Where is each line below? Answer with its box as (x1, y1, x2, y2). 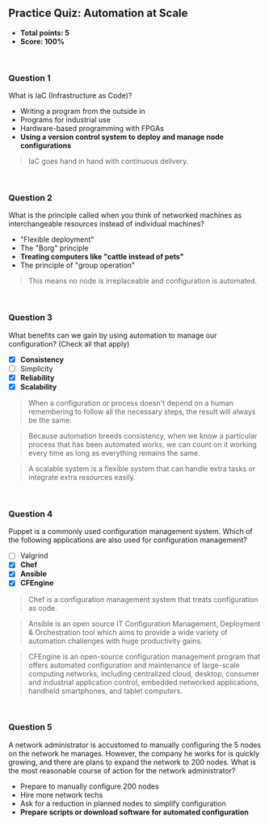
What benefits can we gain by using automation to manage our (8, 330, 217, 340)
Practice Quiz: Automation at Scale (8, 6, 188, 20)
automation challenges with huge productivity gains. (27, 636, 204, 646)
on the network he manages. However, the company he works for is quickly (8, 748, 260, 758)
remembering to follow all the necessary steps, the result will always (27, 406, 256, 416)
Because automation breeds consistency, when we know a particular (27, 431, 258, 440)
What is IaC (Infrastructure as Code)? (8, 90, 132, 100)
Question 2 (8, 192, 53, 204)
